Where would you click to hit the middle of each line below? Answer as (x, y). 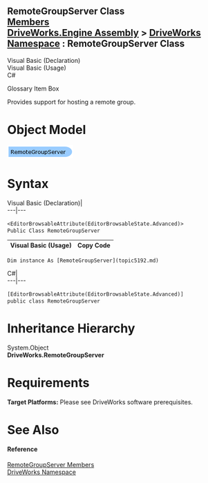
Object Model (47, 130)
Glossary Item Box (33, 88)
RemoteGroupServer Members (51, 464)
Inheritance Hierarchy (71, 328)
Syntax (28, 183)
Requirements (48, 382)
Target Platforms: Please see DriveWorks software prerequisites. (100, 402)
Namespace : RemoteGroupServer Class (96, 44)
